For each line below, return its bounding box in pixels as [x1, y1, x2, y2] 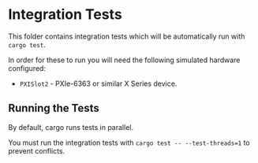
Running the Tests [8, 102, 100, 115]
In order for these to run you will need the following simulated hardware [8, 55, 241, 65]
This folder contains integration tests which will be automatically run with [8, 31, 245, 41]
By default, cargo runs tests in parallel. [8, 122, 134, 132]
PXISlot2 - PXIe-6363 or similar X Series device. [19, 79, 178, 88]
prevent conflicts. [8, 146, 65, 155]
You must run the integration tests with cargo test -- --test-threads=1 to [8, 138, 250, 147]
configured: [8, 63, 46, 72]
